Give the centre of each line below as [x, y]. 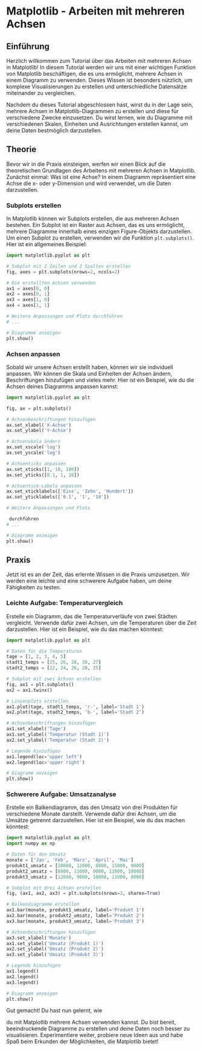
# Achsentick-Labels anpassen [44, 486]
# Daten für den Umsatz [36, 854]
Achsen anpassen [33, 354]
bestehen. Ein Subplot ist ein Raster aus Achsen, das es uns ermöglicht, [96, 225]
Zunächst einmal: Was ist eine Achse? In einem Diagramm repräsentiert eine [101, 177]
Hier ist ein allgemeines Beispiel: [47, 244]
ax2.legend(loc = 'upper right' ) [46, 762]
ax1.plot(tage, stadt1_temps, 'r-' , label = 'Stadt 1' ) [76, 707]
